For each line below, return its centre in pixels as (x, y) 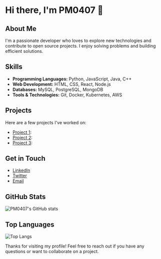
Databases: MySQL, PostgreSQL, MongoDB (58, 89)
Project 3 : (22, 143)
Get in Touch (25, 158)
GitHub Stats (25, 197)
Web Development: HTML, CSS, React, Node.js (61, 84)
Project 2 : (22, 137)
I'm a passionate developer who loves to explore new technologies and (78, 40)
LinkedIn (21, 170)
